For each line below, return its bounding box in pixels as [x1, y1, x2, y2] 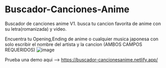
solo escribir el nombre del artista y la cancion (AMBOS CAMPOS [5, 41, 142, 47]
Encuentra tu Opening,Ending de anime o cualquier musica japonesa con [5, 36, 159, 42]
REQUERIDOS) [5, 47, 35, 53]
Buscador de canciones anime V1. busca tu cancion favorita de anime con [5, 20, 161, 27]
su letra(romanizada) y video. [5, 26, 67, 32]
